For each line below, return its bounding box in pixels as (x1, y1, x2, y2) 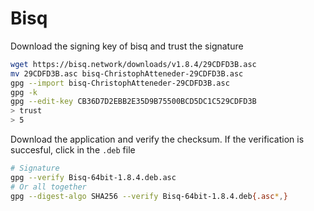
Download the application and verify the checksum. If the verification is (10, 133, 305, 146)
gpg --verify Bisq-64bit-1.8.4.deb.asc (10, 172, 177, 182)
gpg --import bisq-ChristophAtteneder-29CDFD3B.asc (10, 78, 230, 88)
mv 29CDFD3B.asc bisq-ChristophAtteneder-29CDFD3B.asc (10, 68, 244, 79)
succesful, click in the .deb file (10, 144, 136, 156)
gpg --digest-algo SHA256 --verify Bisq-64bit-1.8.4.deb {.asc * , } (10, 191, 288, 201)
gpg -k (10, 87, 38, 97)
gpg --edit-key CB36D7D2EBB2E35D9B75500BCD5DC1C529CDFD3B (10, 97, 257, 107)
